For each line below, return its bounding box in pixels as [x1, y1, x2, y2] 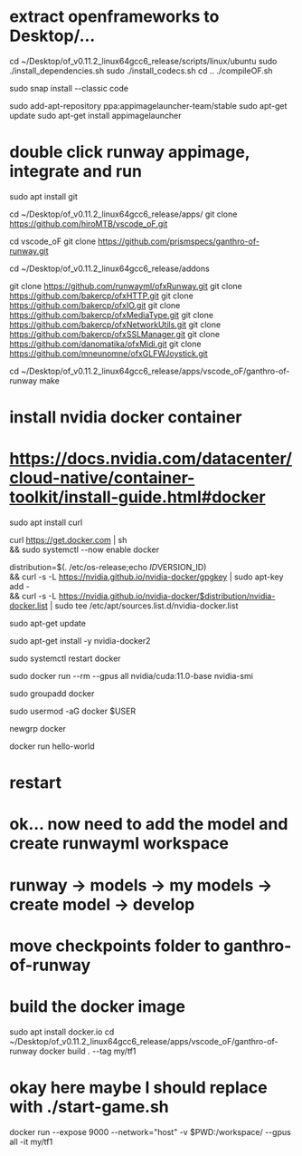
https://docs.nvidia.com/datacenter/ [9, 449, 292, 469]
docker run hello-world [9, 741, 95, 752]
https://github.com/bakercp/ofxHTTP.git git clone [9, 290, 194, 301]
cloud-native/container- [9, 468, 195, 489]
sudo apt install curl [9, 517, 83, 528]
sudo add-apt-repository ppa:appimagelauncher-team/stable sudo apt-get [9, 100, 288, 111]
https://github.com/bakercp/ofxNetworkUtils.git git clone [9, 319, 222, 330]
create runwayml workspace [9, 833, 229, 854]
